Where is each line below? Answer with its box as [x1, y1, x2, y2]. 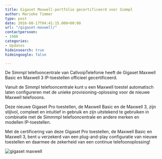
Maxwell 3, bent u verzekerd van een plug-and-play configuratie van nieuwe [5, 134, 157, 140]
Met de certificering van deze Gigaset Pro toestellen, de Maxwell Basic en [5, 129, 152, 135]
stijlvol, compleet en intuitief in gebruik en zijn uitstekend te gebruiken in [5, 109, 149, 115]
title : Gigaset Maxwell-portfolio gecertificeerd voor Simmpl [5, 7, 133, 12]
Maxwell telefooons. [5, 95, 45, 100]
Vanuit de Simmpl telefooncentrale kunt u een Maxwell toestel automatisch [5, 84, 154, 90]
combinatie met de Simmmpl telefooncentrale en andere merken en [5, 114, 139, 120]
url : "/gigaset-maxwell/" [5, 25, 57, 30]
